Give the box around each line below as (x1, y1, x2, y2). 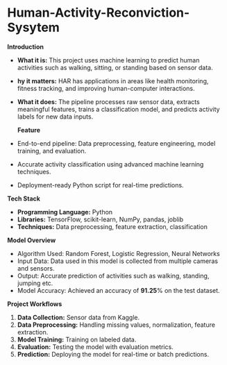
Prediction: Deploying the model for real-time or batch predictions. (17, 350, 210, 358)
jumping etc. (17, 279, 53, 287)
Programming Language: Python (17, 207, 113, 216)
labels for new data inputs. (17, 112, 94, 121)
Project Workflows (7, 300, 62, 308)
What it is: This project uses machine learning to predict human (17, 56, 200, 64)
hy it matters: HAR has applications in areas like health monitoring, (17, 76, 209, 85)
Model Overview (7, 236, 56, 244)
